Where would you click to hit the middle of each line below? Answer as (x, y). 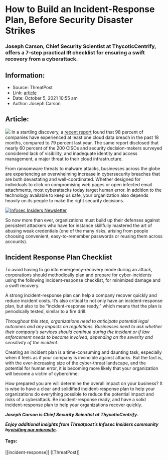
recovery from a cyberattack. (42, 59)
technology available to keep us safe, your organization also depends (77, 195)
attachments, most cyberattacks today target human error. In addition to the (83, 190)
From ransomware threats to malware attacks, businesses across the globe (83, 168)
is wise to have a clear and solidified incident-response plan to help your (80, 389)
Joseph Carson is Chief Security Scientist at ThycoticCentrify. (72, 414)
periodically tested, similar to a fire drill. (46, 311)
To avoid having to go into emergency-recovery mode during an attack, (79, 269)
